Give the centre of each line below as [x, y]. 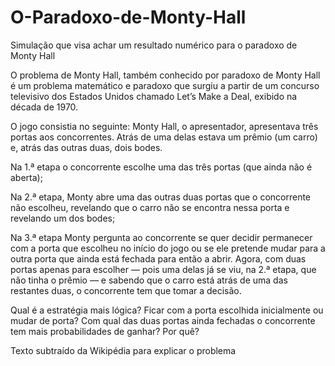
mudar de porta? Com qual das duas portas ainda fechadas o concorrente [163, 320]
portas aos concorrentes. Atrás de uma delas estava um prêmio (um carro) [164, 137]
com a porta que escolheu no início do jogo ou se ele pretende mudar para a [168, 248]
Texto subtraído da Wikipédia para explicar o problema [123, 350]
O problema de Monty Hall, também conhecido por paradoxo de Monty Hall [165, 75]
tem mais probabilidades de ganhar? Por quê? [105, 331]
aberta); [26, 177]
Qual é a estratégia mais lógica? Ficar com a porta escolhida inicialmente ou [167, 310]
